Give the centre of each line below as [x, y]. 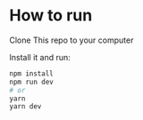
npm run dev [31, 82]
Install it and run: [40, 57]
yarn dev [25, 107]
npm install [31, 73]
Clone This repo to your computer [71, 40]
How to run [51, 16]
